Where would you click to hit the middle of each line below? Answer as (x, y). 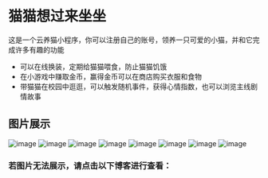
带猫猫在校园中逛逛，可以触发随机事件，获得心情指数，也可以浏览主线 (135, 86)
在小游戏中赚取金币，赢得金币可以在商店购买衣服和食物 (110, 76)
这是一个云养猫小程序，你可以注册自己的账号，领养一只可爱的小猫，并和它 (130, 40)
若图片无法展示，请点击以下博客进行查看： (90, 165)
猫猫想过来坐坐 (57, 16)
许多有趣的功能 (39, 49)
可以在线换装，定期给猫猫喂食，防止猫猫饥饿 (93, 66)
